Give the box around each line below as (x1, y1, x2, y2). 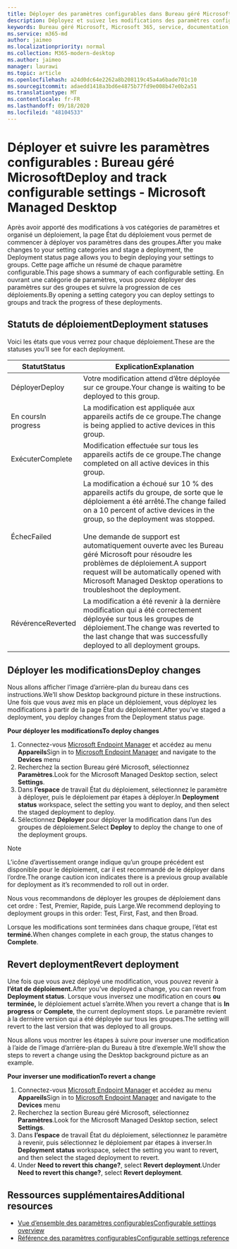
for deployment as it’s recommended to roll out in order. (7, 881, 169, 889)
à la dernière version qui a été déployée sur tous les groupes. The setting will (7, 1015, 229, 1024)
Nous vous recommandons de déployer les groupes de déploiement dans (7, 894, 221, 903)
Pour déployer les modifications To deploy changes (7, 727, 160, 735)
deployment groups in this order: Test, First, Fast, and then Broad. (7, 909, 199, 917)
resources (7, 1200, 53, 1212)
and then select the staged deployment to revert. (17, 1154, 160, 1162)
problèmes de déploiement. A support (83, 558, 207, 568)
